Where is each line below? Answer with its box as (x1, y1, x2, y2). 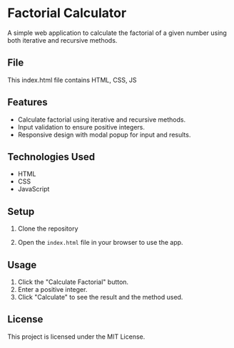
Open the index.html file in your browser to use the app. (17, 238, 183, 247)
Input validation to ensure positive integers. (17, 122, 145, 131)
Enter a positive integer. (17, 285, 88, 293)
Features (7, 96, 48, 108)
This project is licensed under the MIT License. (7, 332, 146, 341)
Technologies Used (7, 151, 95, 163)
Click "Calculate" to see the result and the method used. (17, 293, 183, 301)
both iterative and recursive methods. (7, 36, 118, 44)
